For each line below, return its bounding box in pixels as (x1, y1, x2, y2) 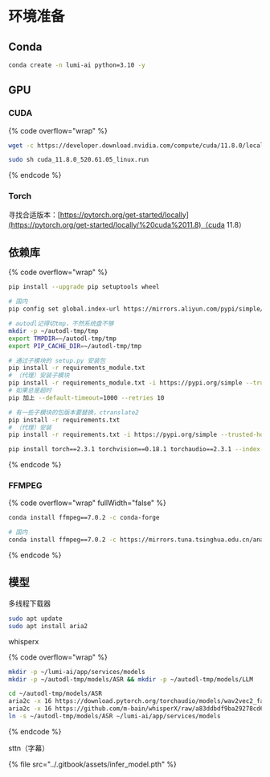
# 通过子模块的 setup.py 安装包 (8, 356, 106, 364)
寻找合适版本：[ (8, 210, 61, 220)
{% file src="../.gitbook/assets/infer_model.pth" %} (8, 759, 177, 769)
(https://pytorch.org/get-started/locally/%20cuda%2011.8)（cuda (8, 220, 225, 229)
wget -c (8, 142, 35, 150)
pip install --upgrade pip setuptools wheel (8, 283, 160, 291)
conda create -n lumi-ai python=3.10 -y (8, 61, 146, 69)
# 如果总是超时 (8, 387, 52, 395)
